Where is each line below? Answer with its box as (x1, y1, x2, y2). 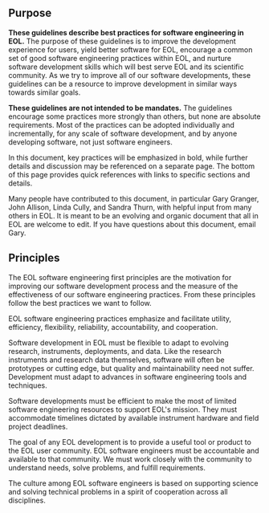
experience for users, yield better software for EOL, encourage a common (8, 44, 253, 55)
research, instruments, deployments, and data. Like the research (8, 346, 222, 356)
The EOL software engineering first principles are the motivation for (8, 272, 232, 282)
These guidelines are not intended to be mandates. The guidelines (8, 103, 233, 112)
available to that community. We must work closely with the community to (8, 454, 252, 464)
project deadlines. (8, 421, 68, 431)
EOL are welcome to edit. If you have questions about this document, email (8, 219, 256, 229)
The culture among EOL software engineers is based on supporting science (8, 478, 259, 488)
